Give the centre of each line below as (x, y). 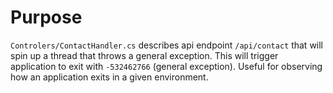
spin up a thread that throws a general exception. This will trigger (144, 55)
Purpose (46, 17)
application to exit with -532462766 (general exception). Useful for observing (166, 66)
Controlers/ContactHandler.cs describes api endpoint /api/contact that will (167, 45)
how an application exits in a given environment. (109, 77)
